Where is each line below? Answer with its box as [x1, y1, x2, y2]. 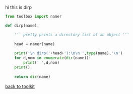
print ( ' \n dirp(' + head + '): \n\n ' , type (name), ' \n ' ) [14, 51, 123, 56]
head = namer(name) [14, 41, 55, 47]
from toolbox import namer [5, 14, 62, 19]
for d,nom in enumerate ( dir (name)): [14, 55, 92, 61]
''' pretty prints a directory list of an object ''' [14, 32, 129, 37]
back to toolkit [5, 83, 35, 89]
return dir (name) [14, 74, 51, 79]
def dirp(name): [5, 23, 39, 28]
